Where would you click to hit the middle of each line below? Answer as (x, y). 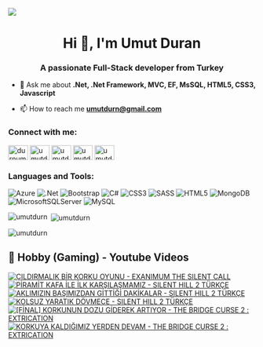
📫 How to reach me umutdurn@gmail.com (91, 109)
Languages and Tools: (51, 176)
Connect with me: (43, 132)
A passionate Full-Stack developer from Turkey (132, 68)
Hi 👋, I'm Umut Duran (132, 44)
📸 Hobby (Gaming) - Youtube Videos (99, 258)
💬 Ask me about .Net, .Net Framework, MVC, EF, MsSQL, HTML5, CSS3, (137, 85)
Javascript (37, 93)
